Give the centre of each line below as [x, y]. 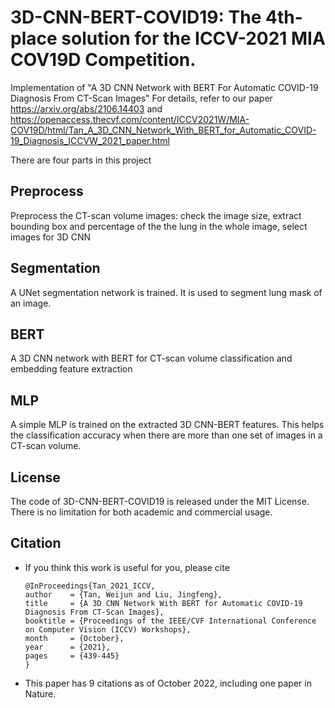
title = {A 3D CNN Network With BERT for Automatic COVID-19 [163, 603]
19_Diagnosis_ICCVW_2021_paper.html [90, 140]
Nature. [40, 693]
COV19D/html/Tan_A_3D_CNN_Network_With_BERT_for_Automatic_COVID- [163, 130]
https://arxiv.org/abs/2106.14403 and [86, 108]
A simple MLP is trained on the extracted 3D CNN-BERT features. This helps [167, 425]
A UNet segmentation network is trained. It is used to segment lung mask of [166, 292]
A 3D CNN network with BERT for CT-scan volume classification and [151, 358]
